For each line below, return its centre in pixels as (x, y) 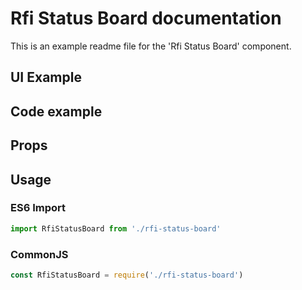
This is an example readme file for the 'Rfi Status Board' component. (151, 46)
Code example (56, 111)
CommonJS (39, 254)
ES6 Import (38, 208)
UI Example (46, 77)
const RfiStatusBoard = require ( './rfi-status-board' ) (127, 275)
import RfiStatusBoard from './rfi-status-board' (116, 228)
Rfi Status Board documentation (146, 18)
